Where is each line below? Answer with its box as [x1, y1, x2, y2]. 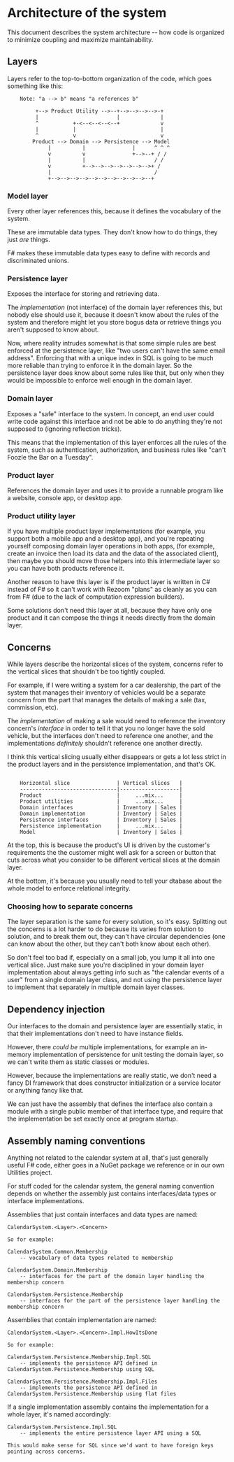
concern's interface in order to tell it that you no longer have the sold [7, 724, 205, 732]
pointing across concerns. [7, 1448, 86, 1455]
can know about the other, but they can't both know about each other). [7, 939, 212, 949]
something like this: [7, 82, 64, 90]
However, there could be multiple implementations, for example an [7, 1043, 198, 1051]
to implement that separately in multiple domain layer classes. [7, 983, 185, 991]
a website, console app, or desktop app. [7, 493, 123, 502]
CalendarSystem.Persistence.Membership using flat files [7, 1390, 177, 1397]
